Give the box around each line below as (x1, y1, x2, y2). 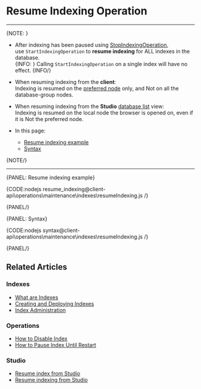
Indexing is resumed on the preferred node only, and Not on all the (14, 85, 179, 92)
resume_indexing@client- (42, 185, 106, 192)
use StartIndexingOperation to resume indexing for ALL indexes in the (14, 47, 190, 55)
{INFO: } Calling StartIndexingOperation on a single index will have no (14, 60, 188, 67)
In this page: (14, 127, 46, 134)
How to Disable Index (14, 334, 68, 342)
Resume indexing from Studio (14, 376, 88, 384)
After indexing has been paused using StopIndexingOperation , (14, 41, 169, 49)
